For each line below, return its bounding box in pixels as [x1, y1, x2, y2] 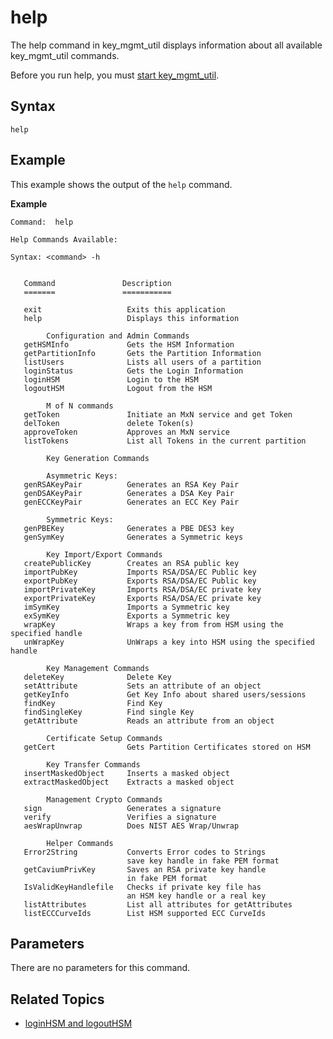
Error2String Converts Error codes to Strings [23, 847, 267, 857]
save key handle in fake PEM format [126, 856, 280, 866]
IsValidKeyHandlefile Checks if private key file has [23, 882, 262, 892]
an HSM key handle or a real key [126, 891, 267, 901]
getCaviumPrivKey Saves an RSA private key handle [23, 864, 267, 875]
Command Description [23, 278, 172, 288]
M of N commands [46, 401, 114, 411]
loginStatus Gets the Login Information [23, 366, 244, 376]
